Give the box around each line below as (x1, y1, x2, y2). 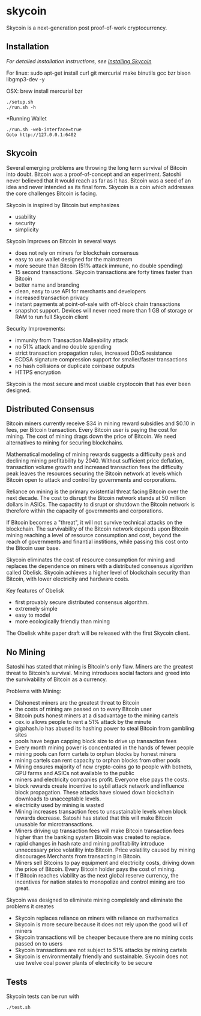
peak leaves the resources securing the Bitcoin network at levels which (6, 470, 182, 477)
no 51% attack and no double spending (14, 343, 112, 350)
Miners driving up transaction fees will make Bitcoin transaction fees (14, 827, 184, 835)
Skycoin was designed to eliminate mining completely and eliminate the (6, 896, 183, 904)
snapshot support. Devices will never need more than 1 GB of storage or (14, 307, 193, 314)
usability (14, 213, 36, 220)
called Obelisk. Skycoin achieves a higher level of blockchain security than (6, 569, 191, 576)
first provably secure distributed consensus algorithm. (14, 599, 149, 606)
